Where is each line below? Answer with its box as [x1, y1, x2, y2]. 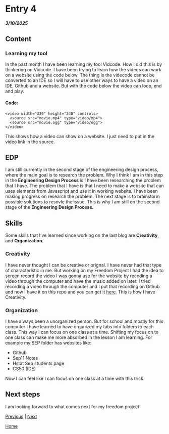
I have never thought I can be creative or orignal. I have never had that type [5, 262, 162, 268]
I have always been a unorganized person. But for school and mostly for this [5, 318, 163, 324]
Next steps [5, 390, 40, 399]
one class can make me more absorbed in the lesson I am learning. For [5, 334, 152, 340]
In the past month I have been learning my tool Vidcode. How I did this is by [5, 61, 162, 67]
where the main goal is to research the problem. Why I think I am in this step [5, 172, 163, 178]
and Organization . [5, 238, 44, 244]
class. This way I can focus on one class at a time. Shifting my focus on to [5, 329, 159, 335]
